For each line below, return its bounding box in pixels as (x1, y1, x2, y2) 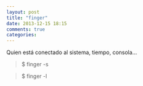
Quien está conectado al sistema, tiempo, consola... (6, 49, 137, 56)
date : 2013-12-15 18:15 (6, 20, 68, 26)
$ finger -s (21, 61, 49, 68)
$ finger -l (21, 72, 47, 80)
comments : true (6, 26, 45, 33)
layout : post (6, 9, 40, 15)
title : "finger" (6, 15, 48, 21)
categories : (6, 32, 37, 38)
